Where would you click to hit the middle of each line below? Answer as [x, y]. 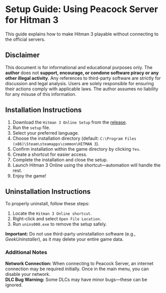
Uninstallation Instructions [48, 191]
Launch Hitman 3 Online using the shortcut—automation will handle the [87, 165]
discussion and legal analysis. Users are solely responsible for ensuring [79, 83]
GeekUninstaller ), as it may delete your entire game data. [64, 239]
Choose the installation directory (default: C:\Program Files [74, 138]
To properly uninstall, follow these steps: [47, 204]
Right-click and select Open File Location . [57, 219]
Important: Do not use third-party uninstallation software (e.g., [71, 234]
